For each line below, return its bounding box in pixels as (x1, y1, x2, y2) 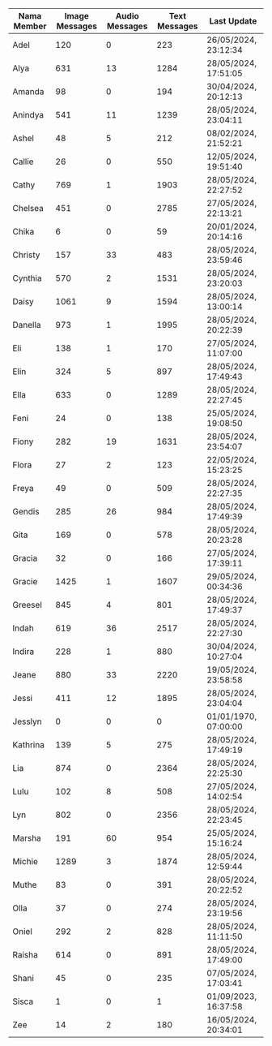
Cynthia (12, 273, 42, 283)
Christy (12, 249, 40, 260)
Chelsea (12, 203, 45, 213)
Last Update (209, 15, 257, 27)
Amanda (12, 86, 45, 97)
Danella (12, 320, 42, 330)
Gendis (12, 506, 40, 517)
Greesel (12, 600, 42, 610)
